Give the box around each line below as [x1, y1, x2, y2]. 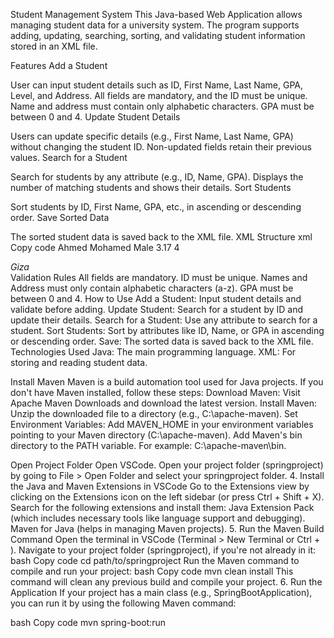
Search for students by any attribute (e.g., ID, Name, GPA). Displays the [10, 171, 304, 183]
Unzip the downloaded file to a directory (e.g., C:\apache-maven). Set [10, 408, 298, 419]
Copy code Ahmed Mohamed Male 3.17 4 [10, 242, 180, 253]
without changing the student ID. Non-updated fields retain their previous [10, 141, 312, 153]
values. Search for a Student [10, 152, 128, 163]
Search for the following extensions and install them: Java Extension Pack [10, 502, 315, 513]
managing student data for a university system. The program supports [10, 19, 300, 31]
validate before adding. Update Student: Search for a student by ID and [10, 304, 303, 315]
